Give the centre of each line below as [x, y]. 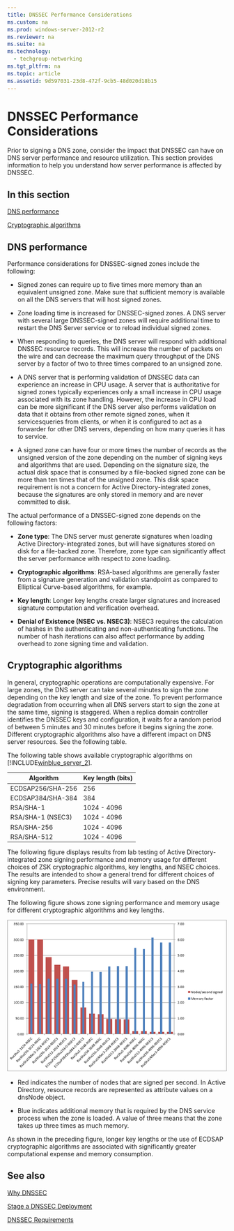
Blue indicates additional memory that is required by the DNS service [116, 1110]
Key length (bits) [108, 778]
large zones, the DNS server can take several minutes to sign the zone [108, 689]
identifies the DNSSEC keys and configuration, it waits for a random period [114, 719]
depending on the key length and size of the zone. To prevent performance [115, 697]
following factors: [32, 523]
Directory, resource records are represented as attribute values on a [115, 1089]
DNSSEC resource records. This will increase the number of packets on [120, 349]
